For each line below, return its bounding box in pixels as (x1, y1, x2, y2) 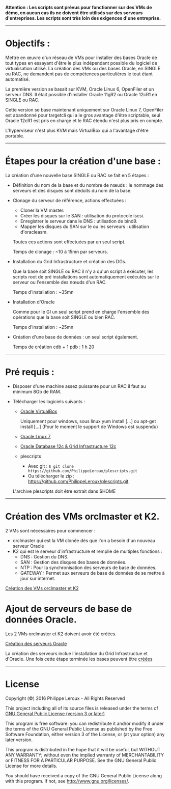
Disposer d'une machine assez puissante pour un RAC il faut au (12, 383, 146, 389)
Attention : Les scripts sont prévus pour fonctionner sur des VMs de (5, 5, 152, 10)
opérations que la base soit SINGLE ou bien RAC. (12, 314, 116, 320)
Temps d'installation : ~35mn (12, 289, 74, 295)
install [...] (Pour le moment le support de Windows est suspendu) (20, 424, 158, 430)
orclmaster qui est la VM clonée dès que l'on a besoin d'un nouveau (12, 537, 156, 544)
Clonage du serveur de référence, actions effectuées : (12, 197, 127, 203)
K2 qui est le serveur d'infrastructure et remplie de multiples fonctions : (12, 548, 163, 554)
